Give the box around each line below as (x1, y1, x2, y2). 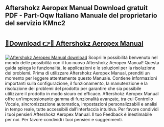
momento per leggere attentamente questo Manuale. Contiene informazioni (5, 75, 157, 81)
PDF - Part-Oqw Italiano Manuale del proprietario (5, 12, 158, 20)
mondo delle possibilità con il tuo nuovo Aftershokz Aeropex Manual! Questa (5, 60, 160, 65)
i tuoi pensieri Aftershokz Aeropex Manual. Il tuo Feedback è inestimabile (5, 111, 152, 117)
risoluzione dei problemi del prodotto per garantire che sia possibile (5, 86, 141, 91)
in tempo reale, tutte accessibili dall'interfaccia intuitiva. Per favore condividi (5, 107, 159, 112)
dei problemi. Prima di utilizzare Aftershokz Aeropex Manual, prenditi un (5, 70, 150, 76)
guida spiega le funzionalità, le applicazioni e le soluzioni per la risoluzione (5, 65, 156, 71)
